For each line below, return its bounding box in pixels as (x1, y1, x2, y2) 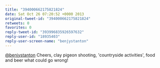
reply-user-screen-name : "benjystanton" (5, 39, 89, 44)
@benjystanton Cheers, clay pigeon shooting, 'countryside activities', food (5, 52, 155, 58)
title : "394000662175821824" (5, 7, 65, 12)
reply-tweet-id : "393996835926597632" (5, 30, 84, 34)
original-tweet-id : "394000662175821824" (5, 16, 91, 21)
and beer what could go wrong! (5, 57, 69, 63)
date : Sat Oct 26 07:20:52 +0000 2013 (5, 12, 84, 17)
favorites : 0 (5, 25, 32, 30)
